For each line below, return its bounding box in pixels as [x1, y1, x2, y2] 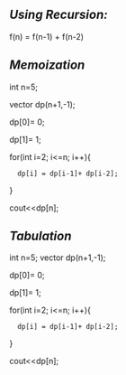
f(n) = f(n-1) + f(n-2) [9, 31, 84, 42]
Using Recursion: [9, 7, 108, 23]
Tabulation [9, 229, 72, 244]
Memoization [9, 58, 85, 73]
